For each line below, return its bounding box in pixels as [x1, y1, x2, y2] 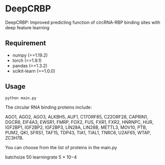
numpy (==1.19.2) [12, 52, 48, 58]
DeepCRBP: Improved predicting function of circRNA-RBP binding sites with [5, 19, 161, 25]
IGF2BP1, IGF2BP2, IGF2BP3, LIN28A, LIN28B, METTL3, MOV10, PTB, [5, 124, 148, 130]
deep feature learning [5, 24, 50, 30]
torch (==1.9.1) [12, 57, 42, 63]
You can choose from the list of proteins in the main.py [5, 144, 117, 150]
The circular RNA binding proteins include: [5, 104, 92, 110]
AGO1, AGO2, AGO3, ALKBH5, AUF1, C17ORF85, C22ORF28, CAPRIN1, [5, 113, 148, 119]
